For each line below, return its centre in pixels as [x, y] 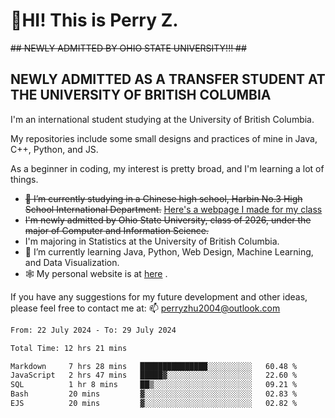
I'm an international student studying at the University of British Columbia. [162, 119]
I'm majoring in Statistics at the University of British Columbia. [152, 241]
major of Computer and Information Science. [117, 230]
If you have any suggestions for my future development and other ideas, [159, 296]
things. [24, 179]
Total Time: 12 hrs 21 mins [69, 348]
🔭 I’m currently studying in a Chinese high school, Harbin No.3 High [163, 198]
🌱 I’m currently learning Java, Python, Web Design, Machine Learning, [169, 251]
